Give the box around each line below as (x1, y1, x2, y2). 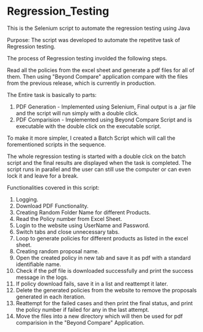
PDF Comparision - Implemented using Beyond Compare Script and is (15, 116, 192, 123)
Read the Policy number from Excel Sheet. (15, 215, 122, 222)
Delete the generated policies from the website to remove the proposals (15, 286, 197, 294)
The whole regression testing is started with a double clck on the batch (7, 153, 186, 160)
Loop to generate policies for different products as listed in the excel (15, 234, 188, 242)
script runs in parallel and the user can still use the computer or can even (7, 165, 191, 173)
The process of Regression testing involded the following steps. (7, 54, 168, 62)
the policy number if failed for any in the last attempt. (15, 306, 149, 313)
